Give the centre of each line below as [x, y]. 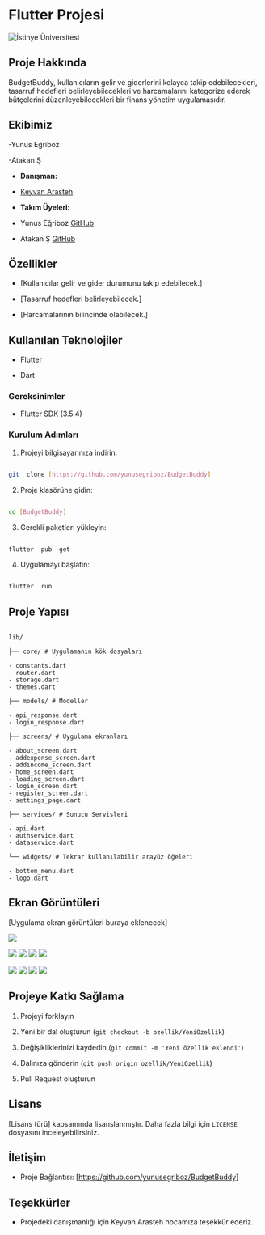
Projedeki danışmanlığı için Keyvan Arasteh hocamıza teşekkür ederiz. [137, 1222]
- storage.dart [34, 680]
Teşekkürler [40, 1202]
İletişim [27, 1158]
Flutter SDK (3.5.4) [51, 414]
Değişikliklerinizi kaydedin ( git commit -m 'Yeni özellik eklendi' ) [132, 1047]
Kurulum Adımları [44, 435]
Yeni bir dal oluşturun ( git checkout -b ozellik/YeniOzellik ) [122, 1031]
